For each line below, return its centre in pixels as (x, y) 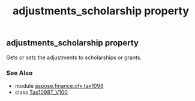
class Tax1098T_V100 (41, 92)
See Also (19, 73)
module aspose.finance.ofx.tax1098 (59, 85)
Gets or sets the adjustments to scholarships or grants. (74, 57)
